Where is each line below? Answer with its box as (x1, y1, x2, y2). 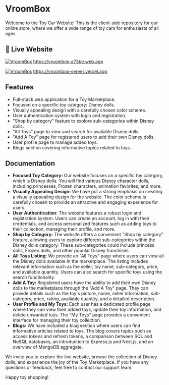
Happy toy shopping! (5, 374, 49, 380)
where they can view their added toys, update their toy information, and (12, 306, 161, 313)
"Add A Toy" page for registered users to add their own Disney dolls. (12, 134, 155, 140)
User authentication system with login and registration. (12, 112, 127, 119)
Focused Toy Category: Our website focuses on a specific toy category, (12, 173, 163, 179)
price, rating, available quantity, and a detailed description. (33, 296, 155, 302)
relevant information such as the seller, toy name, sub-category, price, (12, 263, 159, 270)
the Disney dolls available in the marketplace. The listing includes (12, 258, 148, 264)
